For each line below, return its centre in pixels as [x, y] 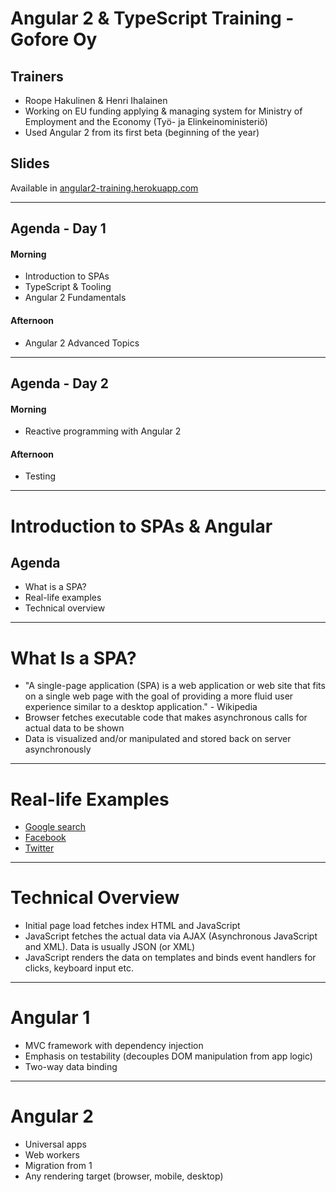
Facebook [45, 838]
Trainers [37, 76]
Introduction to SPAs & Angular [141, 526]
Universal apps [55, 1144]
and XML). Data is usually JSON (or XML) [110, 947]
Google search [55, 827]
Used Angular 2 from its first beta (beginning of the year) [142, 132]
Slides [30, 163]
